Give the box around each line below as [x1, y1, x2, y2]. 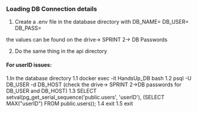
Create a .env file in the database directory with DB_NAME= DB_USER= [14, 18, 189, 26]
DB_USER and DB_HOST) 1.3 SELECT [6, 87, 97, 94]
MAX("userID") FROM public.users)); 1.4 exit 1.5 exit [6, 100, 134, 107]
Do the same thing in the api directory [14, 48, 107, 55]
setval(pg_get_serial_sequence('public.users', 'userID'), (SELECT [6, 93, 165, 101]
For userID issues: [6, 61, 52, 68]
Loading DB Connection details [6, 5, 97, 13]
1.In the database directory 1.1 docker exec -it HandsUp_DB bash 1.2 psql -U [6, 74, 192, 81]
